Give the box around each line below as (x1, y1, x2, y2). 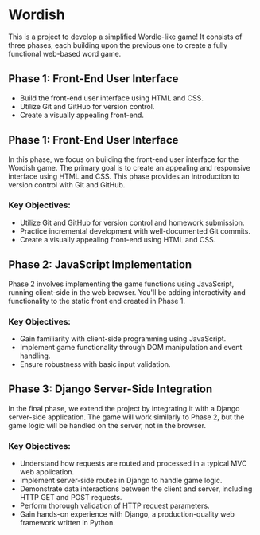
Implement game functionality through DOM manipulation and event (19, 342, 243, 352)
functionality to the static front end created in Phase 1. (8, 296, 185, 305)
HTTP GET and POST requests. (19, 493, 122, 502)
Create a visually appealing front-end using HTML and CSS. (19, 234, 216, 244)
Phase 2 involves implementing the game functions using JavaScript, (8, 279, 235, 289)
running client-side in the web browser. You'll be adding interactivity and (8, 287, 246, 297)
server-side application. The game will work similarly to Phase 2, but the (8, 412, 245, 422)
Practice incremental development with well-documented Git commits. (19, 226, 250, 236)
